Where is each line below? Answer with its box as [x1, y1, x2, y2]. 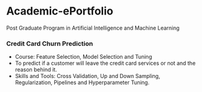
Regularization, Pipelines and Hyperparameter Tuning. [14, 79, 150, 86]
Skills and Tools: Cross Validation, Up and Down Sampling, [14, 73, 160, 80]
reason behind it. [14, 66, 57, 73]
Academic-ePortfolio [6, 4, 113, 18]
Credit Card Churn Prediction [6, 39, 93, 48]
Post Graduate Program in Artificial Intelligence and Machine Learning [6, 24, 180, 31]
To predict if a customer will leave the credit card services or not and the [14, 59, 196, 67]
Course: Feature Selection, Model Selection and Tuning [14, 53, 153, 61]
